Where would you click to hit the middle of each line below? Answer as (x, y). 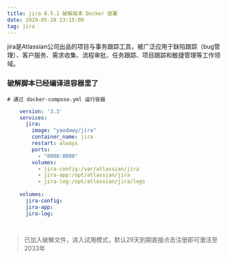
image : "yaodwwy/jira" (64, 131)
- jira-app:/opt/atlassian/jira (84, 175)
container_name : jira (63, 137)
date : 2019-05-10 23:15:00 (46, 20)
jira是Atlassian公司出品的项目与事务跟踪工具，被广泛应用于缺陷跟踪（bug (111, 47)
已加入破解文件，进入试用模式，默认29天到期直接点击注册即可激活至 (121, 240)
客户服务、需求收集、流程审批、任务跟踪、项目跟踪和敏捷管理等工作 (118, 55)
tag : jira (21, 26)
